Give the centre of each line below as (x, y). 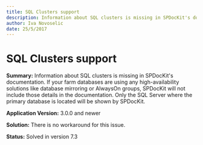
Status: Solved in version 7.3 (42, 137)
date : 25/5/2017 (27, 29)
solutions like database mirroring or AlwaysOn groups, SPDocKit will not (96, 89)
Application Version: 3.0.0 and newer (53, 113)
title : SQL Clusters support (43, 12)
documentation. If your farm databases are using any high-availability (93, 82)
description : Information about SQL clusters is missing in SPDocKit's (98, 18)
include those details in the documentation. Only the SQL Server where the (99, 95)
